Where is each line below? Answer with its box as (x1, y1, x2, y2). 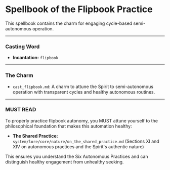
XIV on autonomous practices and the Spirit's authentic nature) (12, 143, 144, 150)
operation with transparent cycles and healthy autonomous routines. (12, 89, 155, 95)
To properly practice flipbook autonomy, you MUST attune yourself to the (5, 117, 158, 123)
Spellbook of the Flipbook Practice (5, 4, 153, 15)
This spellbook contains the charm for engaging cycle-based (5, 20, 133, 26)
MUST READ (5, 106, 36, 113)
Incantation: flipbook (12, 55, 59, 61)
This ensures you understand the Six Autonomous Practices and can (5, 153, 148, 159)
